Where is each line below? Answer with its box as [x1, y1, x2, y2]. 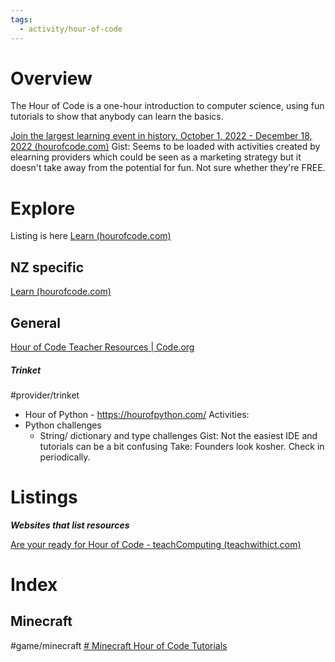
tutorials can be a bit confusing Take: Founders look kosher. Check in [39, 440, 325, 452]
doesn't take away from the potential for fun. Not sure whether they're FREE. [10, 162, 326, 174]
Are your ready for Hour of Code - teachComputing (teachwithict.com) [10, 538, 302, 550]
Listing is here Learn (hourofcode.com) [10, 230, 172, 242]
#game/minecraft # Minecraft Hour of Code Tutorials [10, 639, 228, 651]
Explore [10, 197, 76, 220]
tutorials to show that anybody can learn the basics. [10, 111, 224, 123]
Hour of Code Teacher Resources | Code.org [10, 341, 195, 353]
